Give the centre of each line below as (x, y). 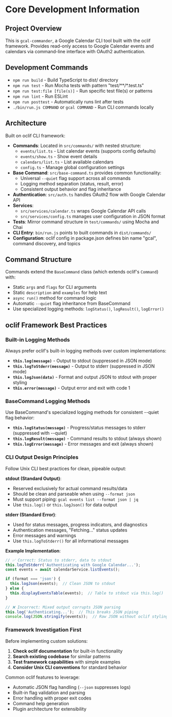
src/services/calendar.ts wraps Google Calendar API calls (83, 210)
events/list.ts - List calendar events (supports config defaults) (88, 151)
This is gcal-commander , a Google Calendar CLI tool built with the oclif (78, 40)
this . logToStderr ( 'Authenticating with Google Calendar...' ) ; (73, 565)
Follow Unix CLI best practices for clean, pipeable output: (66, 468)
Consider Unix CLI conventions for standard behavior (70, 667)
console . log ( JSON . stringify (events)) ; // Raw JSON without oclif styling (87, 617)
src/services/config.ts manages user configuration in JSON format (93, 216)
